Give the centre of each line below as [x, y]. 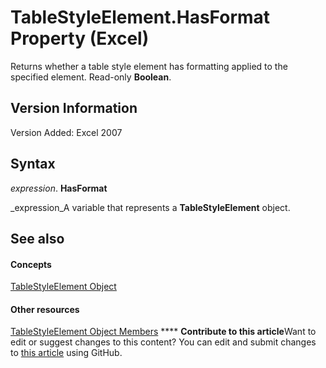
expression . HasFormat [59, 188]
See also [37, 238]
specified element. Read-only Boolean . [91, 77]
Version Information [74, 108]
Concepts [31, 264]
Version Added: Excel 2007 [66, 132]
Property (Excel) [80, 38]
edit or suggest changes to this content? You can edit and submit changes [163, 342]
